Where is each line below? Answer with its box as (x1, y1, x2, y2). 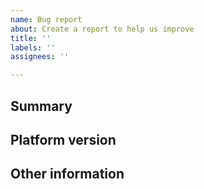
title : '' (10, 33, 52, 43)
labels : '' (10, 42, 56, 53)
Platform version (10, 131, 117, 148)
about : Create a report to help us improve (10, 24, 195, 34)
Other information (10, 166, 125, 183)
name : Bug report (10, 14, 83, 25)
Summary (10, 97, 73, 115)
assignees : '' (10, 52, 70, 62)
